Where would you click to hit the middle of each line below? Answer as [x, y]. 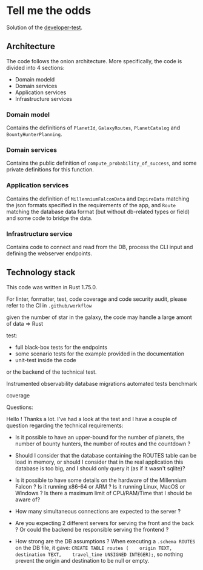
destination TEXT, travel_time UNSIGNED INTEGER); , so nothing [99, 554]
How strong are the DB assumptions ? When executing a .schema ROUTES [105, 541]
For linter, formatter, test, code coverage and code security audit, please [97, 299]
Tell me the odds [49, 11]
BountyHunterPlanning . [34, 134]
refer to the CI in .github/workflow [49, 305]
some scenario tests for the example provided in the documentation [100, 354]
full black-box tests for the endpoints [61, 347]
